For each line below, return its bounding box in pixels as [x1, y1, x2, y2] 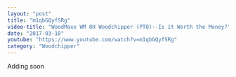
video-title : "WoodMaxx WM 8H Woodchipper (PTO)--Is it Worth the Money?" [7, 23, 231, 30]
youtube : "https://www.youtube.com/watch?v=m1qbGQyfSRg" [7, 36, 178, 43]
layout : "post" [7, 10, 52, 17]
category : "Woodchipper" [7, 43, 80, 50]
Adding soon [7, 62, 44, 70]
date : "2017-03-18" [7, 29, 65, 37]
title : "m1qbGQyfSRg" [7, 17, 71, 24]
